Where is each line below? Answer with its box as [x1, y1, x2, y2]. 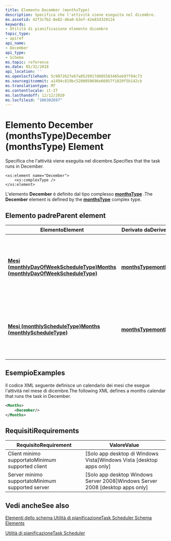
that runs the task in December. [5, 393, 71, 399]
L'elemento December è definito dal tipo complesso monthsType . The [5, 191, 153, 197]
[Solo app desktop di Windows [85, 450, 159, 457]
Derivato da [121, 226, 151, 233]
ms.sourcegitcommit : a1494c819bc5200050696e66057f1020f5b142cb [5, 78, 142, 84]
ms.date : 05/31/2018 [5, 64, 49, 69]
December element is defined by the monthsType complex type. [5, 197, 141, 203]
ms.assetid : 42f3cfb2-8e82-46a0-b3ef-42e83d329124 [5, 17, 115, 22]
